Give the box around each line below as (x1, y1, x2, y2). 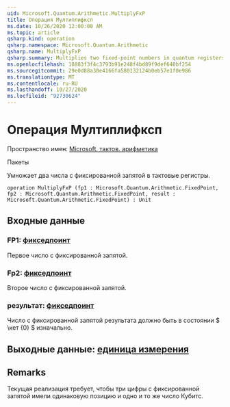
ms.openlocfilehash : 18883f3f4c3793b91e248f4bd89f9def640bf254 (7, 61, 192, 68)
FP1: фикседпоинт (7, 235, 71, 245)
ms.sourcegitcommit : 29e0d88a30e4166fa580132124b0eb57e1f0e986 (7, 67, 192, 74)
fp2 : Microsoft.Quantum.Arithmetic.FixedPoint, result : (7, 190, 176, 197)
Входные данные (7, 215, 86, 226)
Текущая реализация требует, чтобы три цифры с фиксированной (7, 384, 200, 393)
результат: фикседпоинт (7, 300, 94, 310)
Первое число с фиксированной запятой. (7, 251, 128, 259)
